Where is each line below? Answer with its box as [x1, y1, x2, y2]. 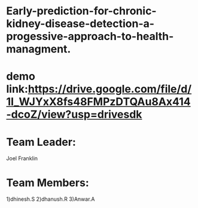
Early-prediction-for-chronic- [6, 4, 157, 18]
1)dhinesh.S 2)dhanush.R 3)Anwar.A [6, 195, 95, 203]
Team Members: [6, 176, 89, 189]
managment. [6, 42, 71, 56]
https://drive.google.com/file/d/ [28, 82, 192, 96]
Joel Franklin [6, 155, 38, 162]
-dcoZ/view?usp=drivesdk [6, 108, 142, 121]
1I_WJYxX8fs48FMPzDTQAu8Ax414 [6, 95, 191, 109]
